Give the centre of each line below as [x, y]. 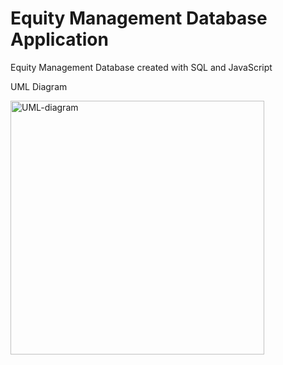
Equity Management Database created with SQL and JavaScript [141, 67]
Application [59, 39]
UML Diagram [39, 86]
